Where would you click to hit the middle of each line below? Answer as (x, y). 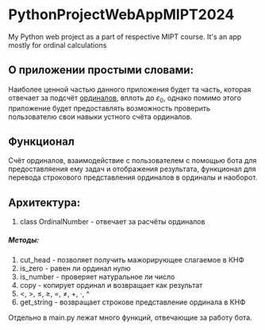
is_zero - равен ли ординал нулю (75, 269)
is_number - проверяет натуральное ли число (97, 277)
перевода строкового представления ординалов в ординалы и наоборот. (133, 177)
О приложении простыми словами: (101, 70)
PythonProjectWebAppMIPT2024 (121, 15)
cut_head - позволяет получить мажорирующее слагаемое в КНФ (132, 260)
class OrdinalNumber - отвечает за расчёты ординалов (112, 222)
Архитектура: (44, 202)
